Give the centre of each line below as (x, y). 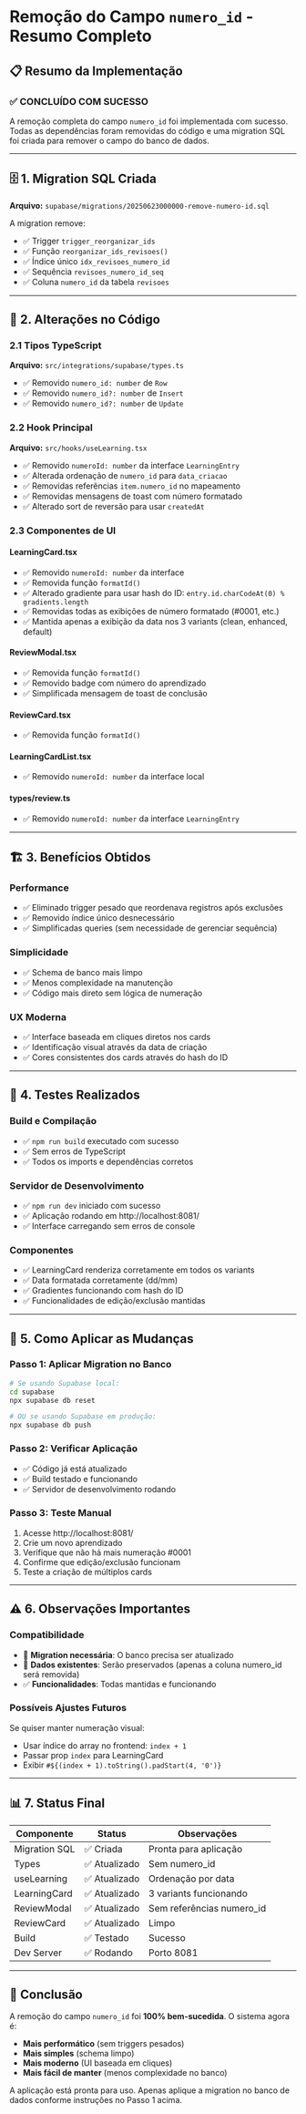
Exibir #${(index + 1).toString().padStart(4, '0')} (122, 1765)
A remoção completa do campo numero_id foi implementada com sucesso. (149, 121)
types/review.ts (40, 798)
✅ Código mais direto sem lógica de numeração (112, 993)
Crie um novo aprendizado (72, 1542)
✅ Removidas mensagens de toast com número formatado (133, 496)
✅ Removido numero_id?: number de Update (103, 404)
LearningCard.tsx (43, 552)
